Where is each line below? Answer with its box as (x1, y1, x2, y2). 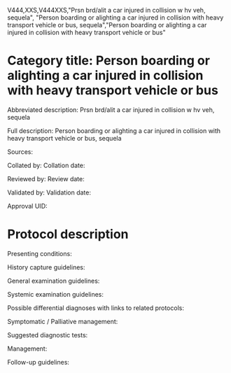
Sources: (7, 147, 34, 156)
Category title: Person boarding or (7, 52, 210, 69)
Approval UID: (7, 202, 48, 210)
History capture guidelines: (7, 262, 85, 272)
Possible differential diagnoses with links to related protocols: (7, 304, 184, 312)
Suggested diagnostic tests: (7, 330, 88, 339)
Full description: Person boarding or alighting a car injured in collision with (7, 126, 221, 135)
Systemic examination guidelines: (7, 290, 104, 298)
